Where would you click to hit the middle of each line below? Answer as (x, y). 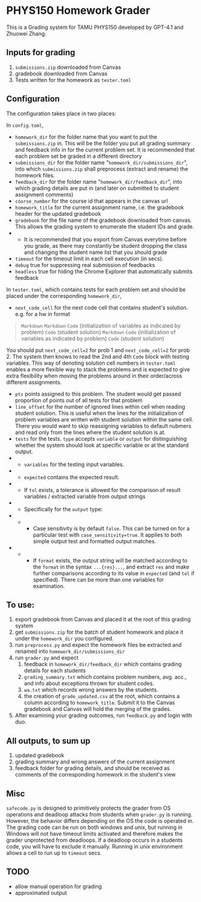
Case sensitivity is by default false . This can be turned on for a (111, 528)
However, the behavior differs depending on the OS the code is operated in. (100, 821)
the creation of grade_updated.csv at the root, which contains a (102, 696)
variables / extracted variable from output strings (85, 496)
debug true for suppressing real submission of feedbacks (85, 265)
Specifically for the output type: (63, 509)
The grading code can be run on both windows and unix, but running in (94, 827)
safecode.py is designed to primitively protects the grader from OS (88, 808)
